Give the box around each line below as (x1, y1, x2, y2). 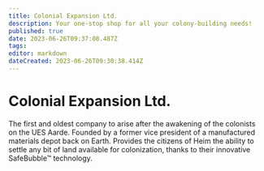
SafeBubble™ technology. (8, 153, 93, 163)
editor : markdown (8, 49, 67, 58)
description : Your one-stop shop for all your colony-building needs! (8, 19, 253, 28)
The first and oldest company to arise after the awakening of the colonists (8, 118, 256, 128)
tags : (8, 42, 27, 50)
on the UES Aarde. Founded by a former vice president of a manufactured (8, 127, 256, 137)
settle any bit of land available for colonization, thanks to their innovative (8, 144, 251, 154)
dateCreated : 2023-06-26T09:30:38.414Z (8, 58, 144, 66)
